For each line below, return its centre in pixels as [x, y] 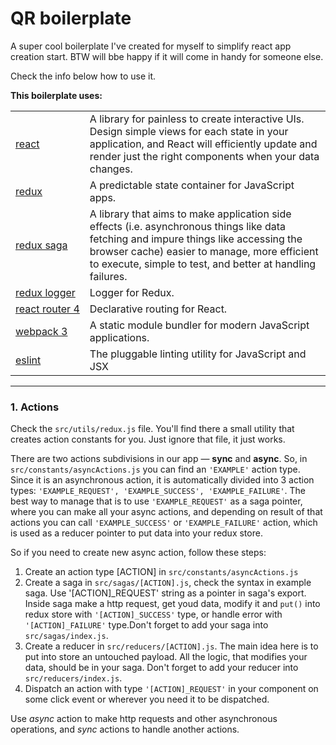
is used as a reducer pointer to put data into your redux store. [136, 533]
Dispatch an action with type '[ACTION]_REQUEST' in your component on [171, 689]
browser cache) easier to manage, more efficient [204, 251]
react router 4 [47, 309]
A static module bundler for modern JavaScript [199, 325]
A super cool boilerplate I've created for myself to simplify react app [151, 46]
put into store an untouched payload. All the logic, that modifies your [166, 657]
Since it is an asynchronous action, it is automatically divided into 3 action [162, 480]
